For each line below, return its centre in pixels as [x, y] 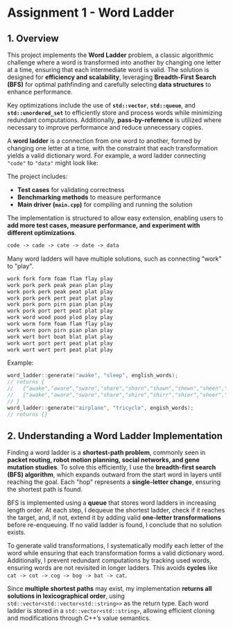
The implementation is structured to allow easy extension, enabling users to [115, 218]
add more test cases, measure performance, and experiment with [104, 225]
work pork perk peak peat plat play [60, 292]
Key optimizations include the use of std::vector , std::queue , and [101, 105]
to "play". [20, 266]
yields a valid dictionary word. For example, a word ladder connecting [107, 155]
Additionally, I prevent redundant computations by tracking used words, [109, 560]
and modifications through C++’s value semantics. [79, 618]
